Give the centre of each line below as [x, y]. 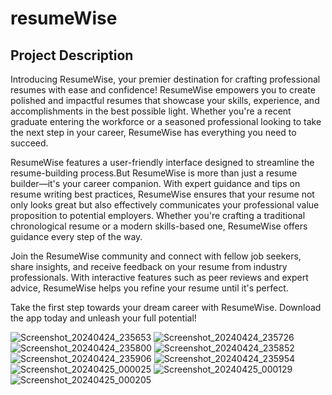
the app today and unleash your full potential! [103, 318]
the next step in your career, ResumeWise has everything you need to [153, 132]
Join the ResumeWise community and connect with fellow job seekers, [156, 256]
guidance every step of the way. [76, 236]
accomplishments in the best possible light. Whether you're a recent [151, 111]
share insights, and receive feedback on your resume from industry [149, 266]
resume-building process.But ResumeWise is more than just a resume [154, 173]
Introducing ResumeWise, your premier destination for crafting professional [165, 79]
